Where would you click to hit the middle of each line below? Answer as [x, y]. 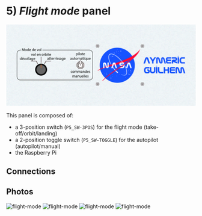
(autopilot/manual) [38, 146]
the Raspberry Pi [36, 152]
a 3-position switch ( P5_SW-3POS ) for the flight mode [78, 127]
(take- [151, 127]
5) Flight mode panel [59, 11]
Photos [20, 192]
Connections [31, 171]
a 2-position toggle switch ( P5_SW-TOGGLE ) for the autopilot [86, 140]
